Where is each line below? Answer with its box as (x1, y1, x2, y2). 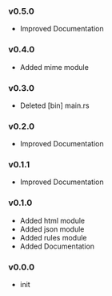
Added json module (19, 224, 85, 234)
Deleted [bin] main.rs (19, 101, 90, 110)
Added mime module (19, 62, 90, 72)
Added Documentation (19, 241, 94, 251)
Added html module (19, 216, 86, 225)
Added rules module (19, 232, 87, 242)
